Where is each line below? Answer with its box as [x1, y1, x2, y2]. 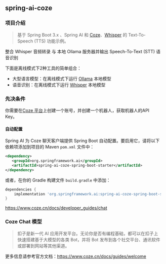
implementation [14, 191, 45, 196]
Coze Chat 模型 [5, 218, 42, 225]
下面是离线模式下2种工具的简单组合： [5, 65, 82, 71]
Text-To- [128, 32, 146, 38]
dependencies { [5, 187, 37, 192]
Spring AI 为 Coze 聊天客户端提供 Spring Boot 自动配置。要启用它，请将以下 [5, 138, 160, 144]
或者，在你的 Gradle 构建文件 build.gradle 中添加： [5, 177, 111, 183]
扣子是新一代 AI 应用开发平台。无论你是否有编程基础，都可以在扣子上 [17, 230, 159, 236]
